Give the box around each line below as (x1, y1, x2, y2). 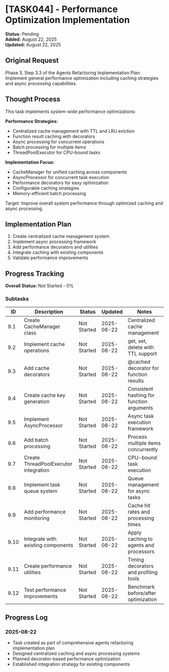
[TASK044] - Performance (5, 4, 118, 15)
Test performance (24, 586, 66, 593)
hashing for (127, 392, 155, 399)
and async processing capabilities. (5, 80, 77, 86)
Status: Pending (5, 31, 39, 37)
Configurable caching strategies (12, 185, 79, 191)
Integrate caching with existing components (12, 250, 104, 256)
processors (127, 548, 155, 555)
